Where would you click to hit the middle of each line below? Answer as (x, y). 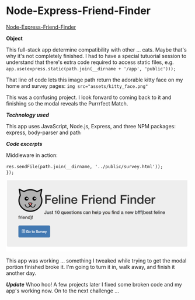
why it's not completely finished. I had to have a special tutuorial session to (96, 56)
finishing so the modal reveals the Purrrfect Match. (67, 103)
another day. (21, 273)
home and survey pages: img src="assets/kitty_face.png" (77, 86)
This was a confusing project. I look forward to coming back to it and (89, 97)
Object (15, 38)
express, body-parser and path (43, 132)
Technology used (28, 115)
